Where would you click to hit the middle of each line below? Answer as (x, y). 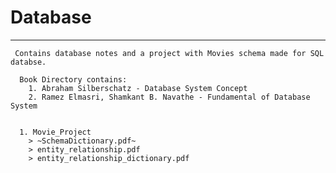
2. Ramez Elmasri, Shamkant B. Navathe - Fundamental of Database (169, 97)
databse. (28, 62)
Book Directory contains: (73, 79)
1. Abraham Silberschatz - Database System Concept (138, 88)
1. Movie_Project (55, 132)
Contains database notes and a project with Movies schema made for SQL (169, 53)
